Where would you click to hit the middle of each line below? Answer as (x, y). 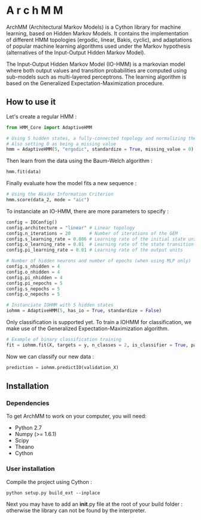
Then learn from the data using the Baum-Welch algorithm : (79, 161)
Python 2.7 (28, 428)
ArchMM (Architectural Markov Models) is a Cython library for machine (94, 27)
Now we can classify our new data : (50, 356)
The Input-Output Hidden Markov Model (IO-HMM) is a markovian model (96, 64)
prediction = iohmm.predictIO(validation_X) (63, 367)
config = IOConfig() (32, 222)
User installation (31, 469)
